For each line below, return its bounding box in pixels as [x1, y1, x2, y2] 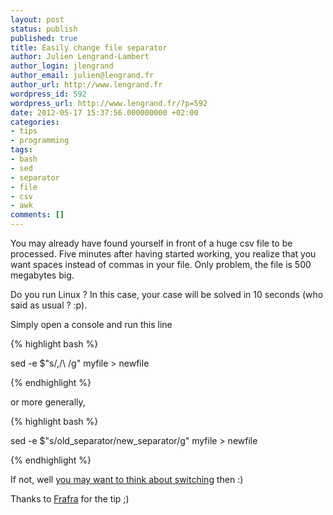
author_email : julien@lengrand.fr [10, 71, 155, 81]
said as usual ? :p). [10, 299, 88, 311]
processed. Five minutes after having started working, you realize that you [10, 248, 317, 260]
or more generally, [10, 396, 86, 408]
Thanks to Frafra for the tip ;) [10, 493, 130, 505]
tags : [10, 145, 33, 155]
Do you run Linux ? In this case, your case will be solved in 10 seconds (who [10, 289, 324, 300]
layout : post [10, 14, 65, 25]
